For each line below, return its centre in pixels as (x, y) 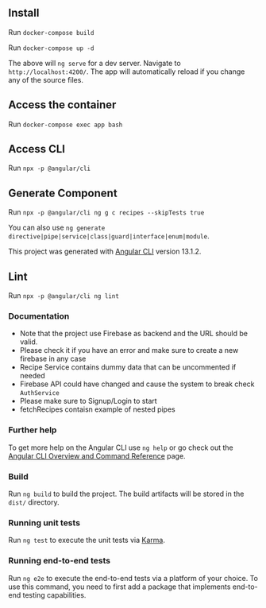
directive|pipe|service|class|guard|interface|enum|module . (109, 236)
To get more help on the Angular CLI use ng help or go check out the (121, 447)
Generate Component (63, 193)
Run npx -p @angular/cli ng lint (64, 296)
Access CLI (37, 149)
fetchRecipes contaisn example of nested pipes (98, 409)
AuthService (39, 393)
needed (32, 376)
